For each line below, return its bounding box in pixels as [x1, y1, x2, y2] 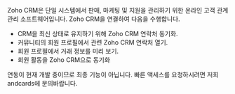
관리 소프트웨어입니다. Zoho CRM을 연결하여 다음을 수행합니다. [7, 15, 180, 23]
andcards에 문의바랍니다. [7, 79, 78, 87]
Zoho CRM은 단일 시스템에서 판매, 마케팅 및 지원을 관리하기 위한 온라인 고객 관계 [7, 6, 229, 14]
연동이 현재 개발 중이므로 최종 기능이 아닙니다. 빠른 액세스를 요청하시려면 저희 [7, 70, 219, 79]
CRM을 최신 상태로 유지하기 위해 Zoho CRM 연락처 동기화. [17, 30, 178, 38]
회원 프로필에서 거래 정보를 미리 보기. [17, 47, 119, 55]
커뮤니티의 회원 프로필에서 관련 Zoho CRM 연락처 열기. [17, 38, 168, 47]
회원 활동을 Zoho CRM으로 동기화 [17, 56, 111, 64]
